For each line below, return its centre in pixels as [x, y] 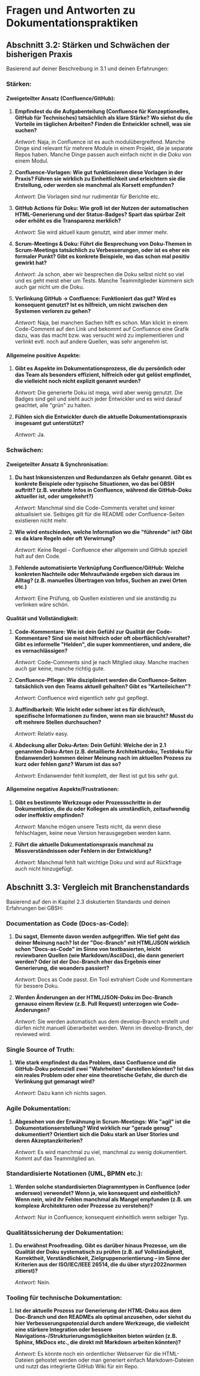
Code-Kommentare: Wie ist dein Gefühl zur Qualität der [85, 631]
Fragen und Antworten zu [71, 10]
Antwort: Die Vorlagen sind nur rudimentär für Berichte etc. [87, 196]
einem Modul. [32, 161]
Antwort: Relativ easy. [42, 733]
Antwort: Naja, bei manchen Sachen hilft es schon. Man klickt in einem [101, 323]
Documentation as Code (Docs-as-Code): [68, 923]
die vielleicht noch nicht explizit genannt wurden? [78, 381]
